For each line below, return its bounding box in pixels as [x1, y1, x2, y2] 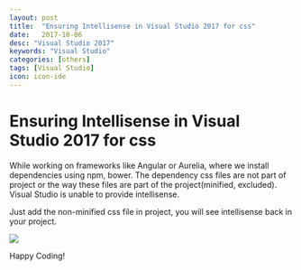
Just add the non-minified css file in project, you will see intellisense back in [9, 206, 293, 217]
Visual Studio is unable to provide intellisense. [9, 189, 180, 200]
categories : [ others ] [9, 55, 91, 64]
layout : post [9, 13, 59, 23]
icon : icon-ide [9, 72, 67, 81]
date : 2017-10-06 [9, 30, 83, 39]
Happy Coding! [9, 250, 66, 261]
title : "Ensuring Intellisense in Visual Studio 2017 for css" [9, 22, 256, 31]
